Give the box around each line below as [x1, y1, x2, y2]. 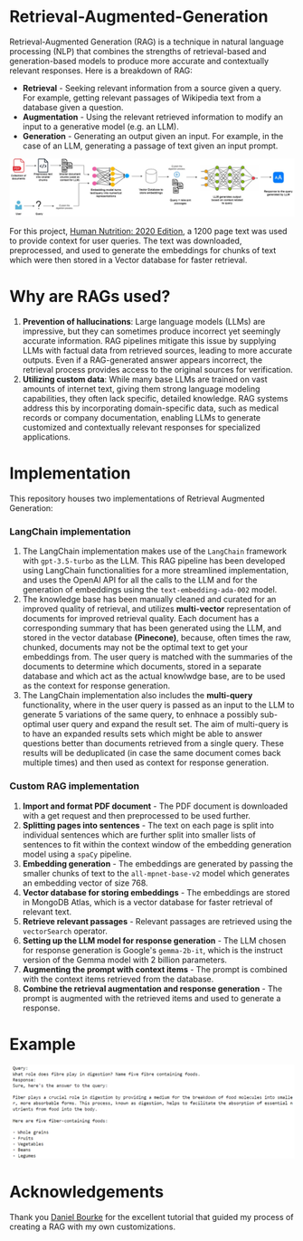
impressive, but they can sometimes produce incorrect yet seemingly [22, 326, 281, 336]
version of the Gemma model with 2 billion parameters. [22, 954, 228, 965]
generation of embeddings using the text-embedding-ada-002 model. [22, 584, 278, 595]
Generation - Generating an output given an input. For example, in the [22, 130, 284, 141]
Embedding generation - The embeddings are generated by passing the [22, 857, 294, 869]
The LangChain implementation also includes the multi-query [22, 690, 253, 701]
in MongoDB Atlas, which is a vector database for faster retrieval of [22, 896, 273, 907]
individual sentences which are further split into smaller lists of [22, 829, 256, 840]
